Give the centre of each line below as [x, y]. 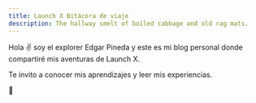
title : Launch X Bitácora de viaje [69, 16]
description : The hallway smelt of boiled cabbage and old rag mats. [129, 24]
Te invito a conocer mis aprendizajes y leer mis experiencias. [111, 75]
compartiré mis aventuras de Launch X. [74, 58]
